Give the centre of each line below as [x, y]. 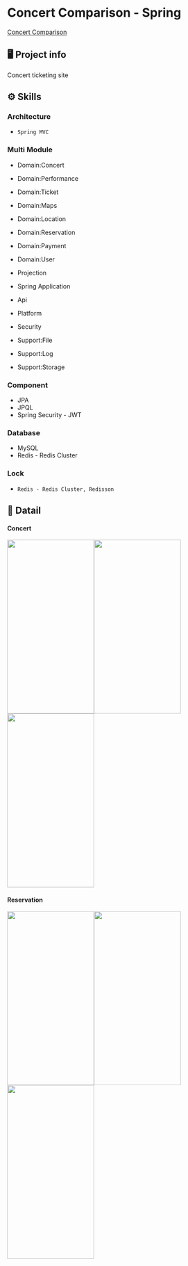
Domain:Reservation [46, 232]
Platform [29, 313]
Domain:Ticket [38, 192]
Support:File [35, 340]
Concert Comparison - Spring [94, 13]
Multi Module [30, 149]
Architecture [29, 117]
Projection [32, 273]
